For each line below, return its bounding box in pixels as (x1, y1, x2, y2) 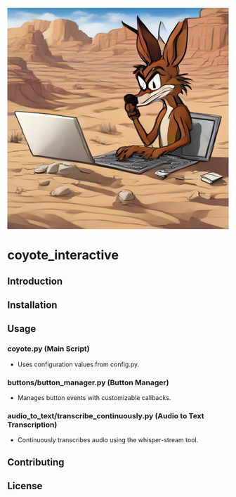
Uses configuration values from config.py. (17, 360, 139, 368)
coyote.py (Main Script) (7, 344, 90, 354)
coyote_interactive (7, 247, 119, 264)
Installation (7, 299, 58, 311)
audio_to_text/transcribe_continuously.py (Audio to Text (7, 411, 204, 420)
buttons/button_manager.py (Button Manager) (7, 377, 169, 387)
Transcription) (7, 420, 58, 430)
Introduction (7, 275, 63, 287)
